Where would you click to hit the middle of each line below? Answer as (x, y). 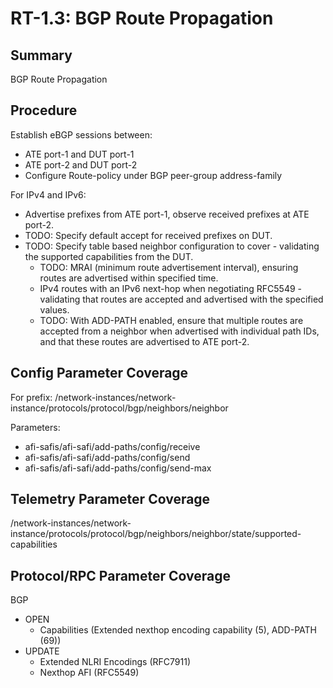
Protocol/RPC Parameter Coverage (121, 575)
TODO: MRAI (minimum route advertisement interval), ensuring (169, 267)
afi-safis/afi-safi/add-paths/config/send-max (118, 468)
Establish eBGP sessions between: (81, 134)
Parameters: (35, 427)
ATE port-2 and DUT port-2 (81, 164)
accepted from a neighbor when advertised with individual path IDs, (179, 331)
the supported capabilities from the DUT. (109, 256)
